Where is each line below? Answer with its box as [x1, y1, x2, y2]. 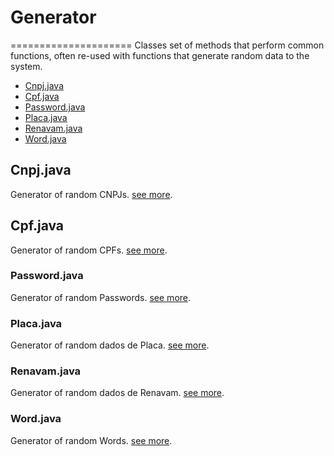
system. [10, 60, 43, 72]
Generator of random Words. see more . [10, 434, 173, 446]
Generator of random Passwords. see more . [10, 291, 192, 303]
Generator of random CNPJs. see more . [10, 188, 173, 200]
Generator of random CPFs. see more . [10, 244, 168, 256]
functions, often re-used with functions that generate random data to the [10, 49, 310, 61]
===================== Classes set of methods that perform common [10, 39, 325, 51]
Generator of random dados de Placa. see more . [10, 339, 210, 351]
